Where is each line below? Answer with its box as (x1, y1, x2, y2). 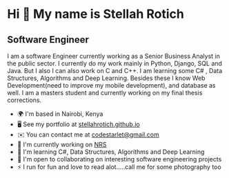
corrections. (7, 96, 42, 104)
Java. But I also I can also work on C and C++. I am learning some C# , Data (7, 67, 223, 75)
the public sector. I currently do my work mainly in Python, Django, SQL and (7, 59, 223, 68)
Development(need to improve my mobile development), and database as (7, 81, 216, 89)
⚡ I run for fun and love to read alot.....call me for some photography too (17, 163, 222, 171)
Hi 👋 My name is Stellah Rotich (7, 6, 184, 22)
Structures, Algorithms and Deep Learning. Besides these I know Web (7, 74, 206, 82)
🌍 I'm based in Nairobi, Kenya (17, 110, 103, 118)
